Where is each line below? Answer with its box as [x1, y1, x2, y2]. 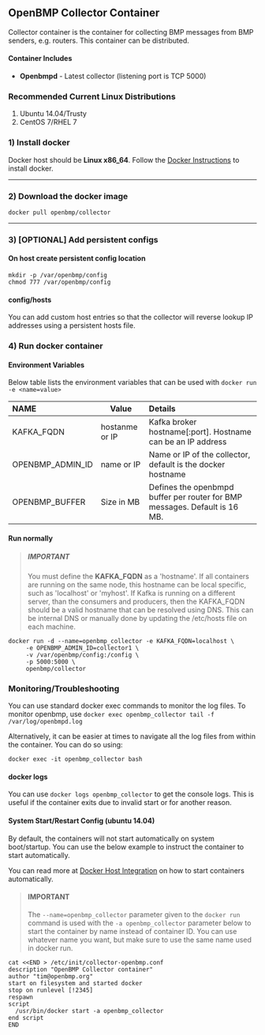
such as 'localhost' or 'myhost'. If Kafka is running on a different [27, 588, 236, 597]
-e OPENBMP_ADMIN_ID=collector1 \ [25, 644, 140, 652]
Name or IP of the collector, [148, 450, 251, 461]
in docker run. [27, 943, 73, 953]
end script [8, 1014, 44, 1022]
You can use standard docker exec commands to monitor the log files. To [8, 701, 246, 710]
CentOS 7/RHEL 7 [19, 118, 77, 127]
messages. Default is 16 [148, 502, 239, 513]
